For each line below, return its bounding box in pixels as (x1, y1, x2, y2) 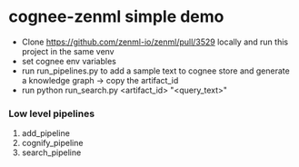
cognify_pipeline (21, 138, 84, 149)
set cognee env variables (21, 55, 117, 66)
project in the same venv (21, 45, 115, 56)
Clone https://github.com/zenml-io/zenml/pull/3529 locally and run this (21, 36, 288, 47)
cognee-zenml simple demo (8, 6, 224, 27)
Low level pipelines (8, 107, 95, 120)
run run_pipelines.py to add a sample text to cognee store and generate (21, 65, 290, 76)
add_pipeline (21, 128, 70, 139)
